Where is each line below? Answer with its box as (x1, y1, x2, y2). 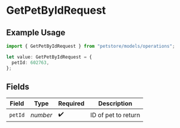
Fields (6, 81, 30, 92)
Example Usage (6, 28, 66, 38)
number (30, 111, 53, 119)
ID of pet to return (90, 111, 141, 119)
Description (98, 99, 133, 108)
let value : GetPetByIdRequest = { (6, 54, 93, 60)
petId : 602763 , (11, 59, 50, 66)
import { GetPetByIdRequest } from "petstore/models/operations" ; (6, 43, 175, 49)
